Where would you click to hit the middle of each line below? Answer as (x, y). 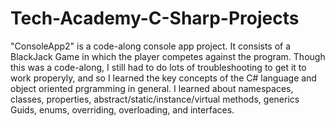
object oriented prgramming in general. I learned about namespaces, (152, 88)
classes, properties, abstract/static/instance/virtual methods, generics (155, 99)
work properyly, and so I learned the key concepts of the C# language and (163, 78)
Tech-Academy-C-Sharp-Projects (155, 18)
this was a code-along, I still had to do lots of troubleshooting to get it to (158, 67)
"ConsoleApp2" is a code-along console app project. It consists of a (151, 46)
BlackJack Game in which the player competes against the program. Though (168, 56)
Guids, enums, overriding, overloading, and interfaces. (122, 109)
